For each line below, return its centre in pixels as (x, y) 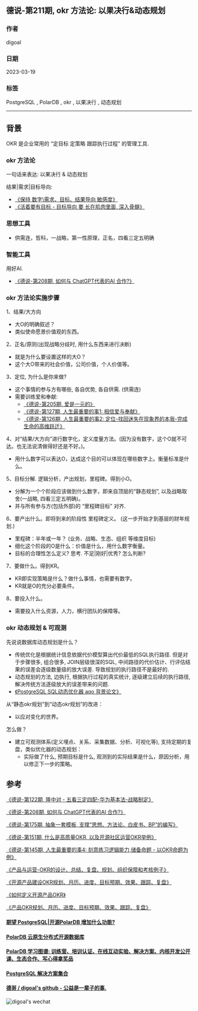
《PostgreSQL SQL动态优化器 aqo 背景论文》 (68, 691)
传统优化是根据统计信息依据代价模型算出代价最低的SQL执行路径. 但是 (99, 654)
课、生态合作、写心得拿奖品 (40, 959)
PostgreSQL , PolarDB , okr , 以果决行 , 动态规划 (64, 102)
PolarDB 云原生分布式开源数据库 (45, 937)
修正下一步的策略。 (52, 764)
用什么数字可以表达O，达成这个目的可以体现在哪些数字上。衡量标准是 (99, 459)
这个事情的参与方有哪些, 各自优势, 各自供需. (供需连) (78, 390)
